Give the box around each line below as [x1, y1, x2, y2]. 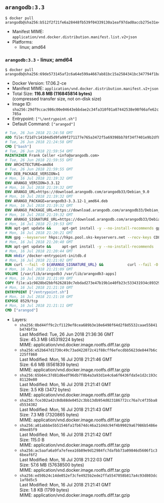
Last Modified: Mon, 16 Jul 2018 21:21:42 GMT [19, 432, 112, 437]
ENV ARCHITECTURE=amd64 [5, 162, 54, 167]
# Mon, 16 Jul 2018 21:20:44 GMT [5, 249, 73, 253]
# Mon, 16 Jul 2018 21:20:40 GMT [5, 240, 73, 245]
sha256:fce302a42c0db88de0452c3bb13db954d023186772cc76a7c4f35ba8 [19, 398, 158, 403]
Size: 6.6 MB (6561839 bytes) [19, 362, 79, 367]
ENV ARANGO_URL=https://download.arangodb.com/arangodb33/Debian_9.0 [5, 189, 150, 195]
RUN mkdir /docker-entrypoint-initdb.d [5, 253, 86, 258]
